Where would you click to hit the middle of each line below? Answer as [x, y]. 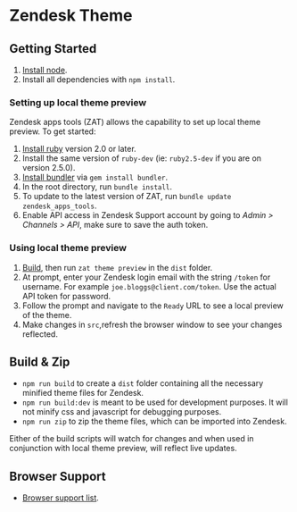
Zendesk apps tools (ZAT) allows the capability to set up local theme [135, 122]
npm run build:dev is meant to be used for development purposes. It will [155, 402]
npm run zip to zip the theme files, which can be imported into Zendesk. [154, 422]
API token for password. [66, 296]
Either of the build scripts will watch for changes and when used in [132, 439]
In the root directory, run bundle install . [97, 187]
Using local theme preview [68, 248]
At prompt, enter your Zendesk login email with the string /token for [146, 277]
